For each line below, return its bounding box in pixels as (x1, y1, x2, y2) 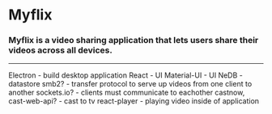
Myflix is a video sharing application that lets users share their (8, 35, 259, 46)
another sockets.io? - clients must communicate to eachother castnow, (8, 87, 245, 98)
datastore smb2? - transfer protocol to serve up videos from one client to (8, 79, 253, 89)
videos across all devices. (8, 44, 113, 56)
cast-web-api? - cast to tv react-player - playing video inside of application (8, 96, 260, 106)
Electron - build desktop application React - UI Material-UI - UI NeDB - (8, 70, 243, 80)
